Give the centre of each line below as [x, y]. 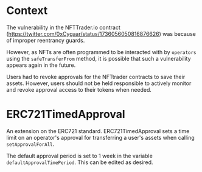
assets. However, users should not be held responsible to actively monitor [99, 83]
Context [27, 11]
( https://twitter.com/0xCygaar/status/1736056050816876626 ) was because [101, 33]
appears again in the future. [41, 65]
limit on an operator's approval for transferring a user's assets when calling [100, 137]
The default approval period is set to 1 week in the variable [80, 156]
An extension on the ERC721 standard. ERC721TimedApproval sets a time [98, 131]
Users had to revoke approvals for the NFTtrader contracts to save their [96, 77]
